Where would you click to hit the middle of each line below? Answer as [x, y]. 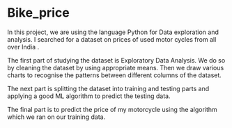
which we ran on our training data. [56, 117]
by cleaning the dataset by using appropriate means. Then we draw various [116, 67]
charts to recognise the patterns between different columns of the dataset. [114, 75]
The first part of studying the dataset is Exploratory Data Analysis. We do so [116, 60]
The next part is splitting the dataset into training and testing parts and [108, 88]
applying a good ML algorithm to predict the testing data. [89, 96]
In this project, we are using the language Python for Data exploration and [113, 32]
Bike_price [38, 13]
